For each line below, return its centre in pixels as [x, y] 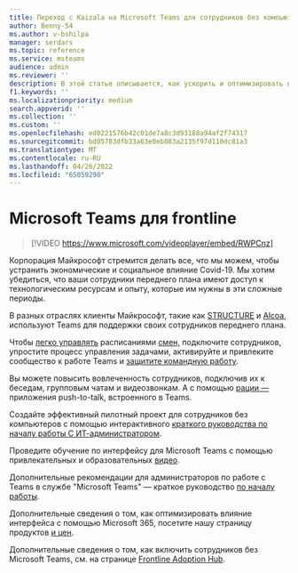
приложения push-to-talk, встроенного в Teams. [101, 398]
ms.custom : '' [35, 125]
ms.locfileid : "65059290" [57, 174]
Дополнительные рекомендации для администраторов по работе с [137, 478]
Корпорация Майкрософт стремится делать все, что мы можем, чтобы [144, 261]
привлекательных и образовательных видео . [94, 460]
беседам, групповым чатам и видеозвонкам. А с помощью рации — [139, 388]
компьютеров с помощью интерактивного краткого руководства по [138, 424]
